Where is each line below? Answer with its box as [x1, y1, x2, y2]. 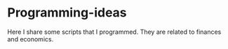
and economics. [7, 35, 54, 43]
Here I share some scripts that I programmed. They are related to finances [7, 28, 222, 36]
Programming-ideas [7, 5, 128, 21]
